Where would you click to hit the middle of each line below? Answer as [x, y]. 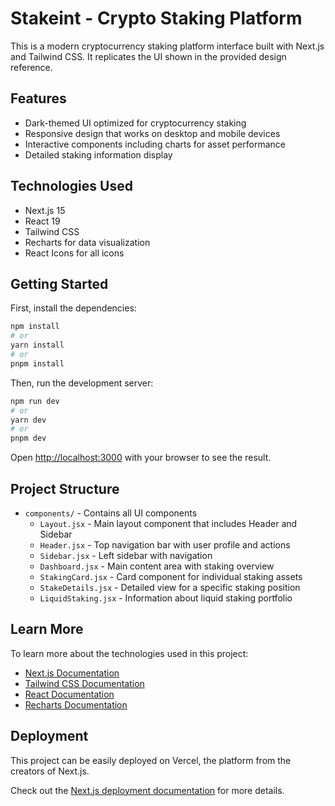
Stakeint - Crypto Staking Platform [156, 18]
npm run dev [35, 401]
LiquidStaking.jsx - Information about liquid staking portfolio [166, 598]
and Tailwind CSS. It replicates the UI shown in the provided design [148, 56]
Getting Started [59, 283]
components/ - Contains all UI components [111, 513]
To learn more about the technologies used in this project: [129, 653]
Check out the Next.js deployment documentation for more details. [147, 790]
